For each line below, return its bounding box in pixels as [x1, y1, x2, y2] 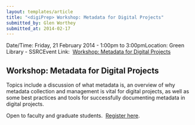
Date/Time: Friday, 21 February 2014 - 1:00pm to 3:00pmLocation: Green [6, 42, 185, 49]
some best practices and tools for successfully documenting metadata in [6, 94, 185, 102]
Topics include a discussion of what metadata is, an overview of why [6, 81, 175, 89]
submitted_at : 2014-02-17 [6, 25, 70, 32]
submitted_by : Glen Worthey [6, 20, 76, 26]
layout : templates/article [6, 8, 73, 15]
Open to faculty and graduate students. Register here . [6, 112, 140, 120]
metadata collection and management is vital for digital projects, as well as [6, 88, 190, 95]
